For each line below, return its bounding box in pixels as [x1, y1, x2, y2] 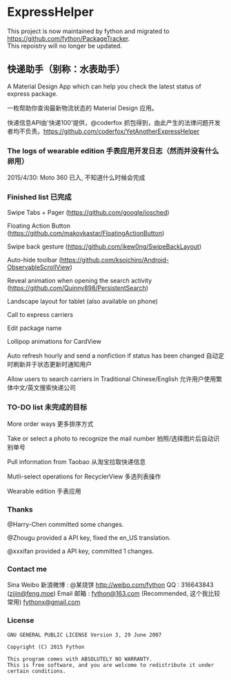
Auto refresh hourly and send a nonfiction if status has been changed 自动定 [7, 351, 225, 360]
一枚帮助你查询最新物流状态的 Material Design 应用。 [7, 104, 158, 112]
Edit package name [7, 324, 62, 332]
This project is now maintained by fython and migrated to [7, 27, 170, 35]
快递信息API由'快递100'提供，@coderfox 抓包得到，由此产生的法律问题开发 [7, 118, 221, 126]
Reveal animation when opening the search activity [7, 277, 152, 285]
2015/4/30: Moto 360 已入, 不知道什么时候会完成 [7, 173, 145, 182]
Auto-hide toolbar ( [7, 256, 62, 264]
